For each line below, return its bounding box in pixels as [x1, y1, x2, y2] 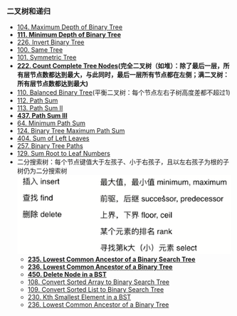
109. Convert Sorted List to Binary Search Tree [27, 285, 164, 294]
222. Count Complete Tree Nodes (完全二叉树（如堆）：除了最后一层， [16, 62, 223, 70]
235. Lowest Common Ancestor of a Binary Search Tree [27, 255, 196, 264]
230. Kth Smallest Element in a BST [27, 293, 132, 302]
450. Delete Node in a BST [27, 270, 107, 279]
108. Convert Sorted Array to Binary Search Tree [27, 278, 170, 286]
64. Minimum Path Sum [16, 119, 86, 127]
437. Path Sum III [16, 112, 68, 120]
